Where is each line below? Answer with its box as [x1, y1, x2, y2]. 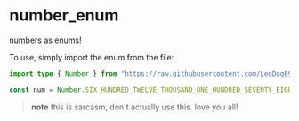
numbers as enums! [9, 35, 82, 45]
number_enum [9, 5, 119, 26]
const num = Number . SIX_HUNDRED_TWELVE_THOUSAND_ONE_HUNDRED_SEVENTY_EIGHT [9, 85, 296, 94]
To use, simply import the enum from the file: [9, 52, 174, 62]
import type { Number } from [9, 69, 117, 78]
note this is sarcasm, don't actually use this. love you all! [30, 101, 238, 112]
